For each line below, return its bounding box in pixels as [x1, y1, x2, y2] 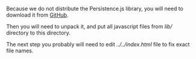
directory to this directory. [6, 29, 71, 36]
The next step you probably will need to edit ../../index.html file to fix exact [6, 41, 190, 48]
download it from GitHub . [6, 11, 69, 18]
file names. [6, 47, 34, 54]
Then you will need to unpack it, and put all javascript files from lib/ [6, 23, 173, 30]
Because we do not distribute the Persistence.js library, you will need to [6, 5, 183, 12]
